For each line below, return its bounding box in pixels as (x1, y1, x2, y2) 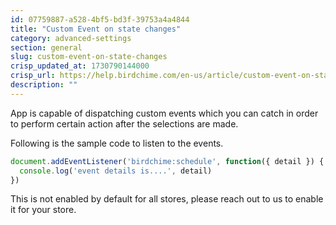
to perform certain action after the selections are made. (10, 117, 239, 130)
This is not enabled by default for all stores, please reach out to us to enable (10, 193, 324, 205)
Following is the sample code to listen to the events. (10, 137, 224, 149)
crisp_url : (10, 71, 56, 81)
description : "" (10, 80, 78, 90)
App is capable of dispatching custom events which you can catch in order (10, 107, 319, 119)
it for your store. (10, 204, 77, 216)
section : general (10, 42, 83, 53)
